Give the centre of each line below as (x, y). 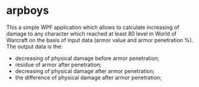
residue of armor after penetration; (58, 65)
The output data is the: (34, 47)
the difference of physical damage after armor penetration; (88, 77)
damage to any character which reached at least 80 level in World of (91, 33)
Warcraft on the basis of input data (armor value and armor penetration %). (100, 40)
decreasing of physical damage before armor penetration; (87, 58)
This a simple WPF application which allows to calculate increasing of (93, 27)
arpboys (28, 11)
